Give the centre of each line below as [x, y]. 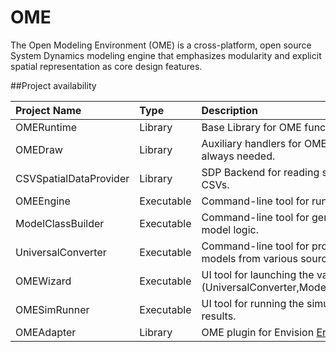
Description [229, 110]
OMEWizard [43, 281]
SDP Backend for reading [260, 172]
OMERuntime [46, 127]
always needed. [238, 156]
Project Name [48, 110]
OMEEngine [43, 201]
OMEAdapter [46, 332]
